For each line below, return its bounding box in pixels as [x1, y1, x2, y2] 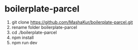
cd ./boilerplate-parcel [11, 29, 57, 35]
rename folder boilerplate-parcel [11, 24, 78, 30]
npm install [11, 35, 34, 40]
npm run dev [11, 39, 38, 45]
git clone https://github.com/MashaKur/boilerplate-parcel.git [11, 19, 133, 25]
